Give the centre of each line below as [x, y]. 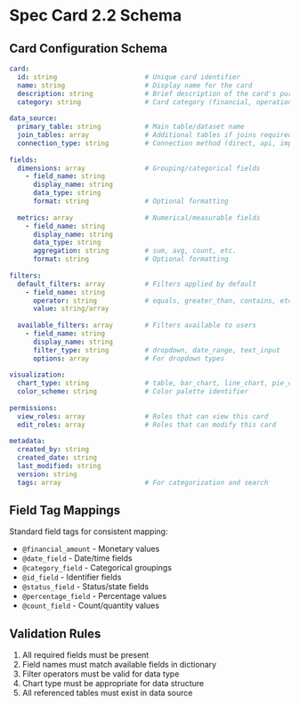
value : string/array [71, 309]
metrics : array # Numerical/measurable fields [139, 218]
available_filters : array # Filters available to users [137, 326]
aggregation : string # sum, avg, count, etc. [135, 251]
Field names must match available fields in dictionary [119, 665]
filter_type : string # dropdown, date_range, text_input [156, 350]
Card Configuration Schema [88, 49]
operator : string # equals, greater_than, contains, [154, 300]
